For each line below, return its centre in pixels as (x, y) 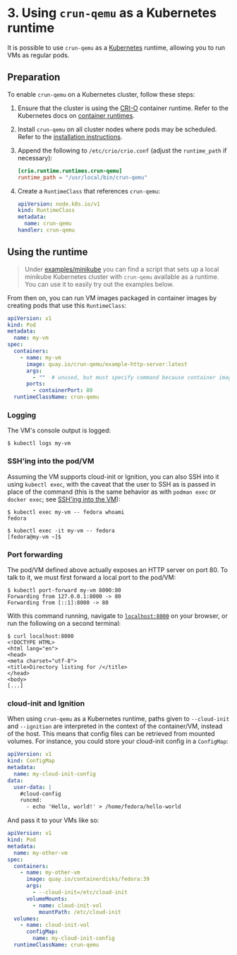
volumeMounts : (47, 898)
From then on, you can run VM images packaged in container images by (112, 297)
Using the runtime (48, 252)
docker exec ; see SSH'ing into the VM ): (64, 499)
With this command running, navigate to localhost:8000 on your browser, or (117, 615)
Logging (22, 415)
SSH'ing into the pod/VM (51, 461)
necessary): (35, 158)
